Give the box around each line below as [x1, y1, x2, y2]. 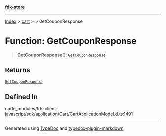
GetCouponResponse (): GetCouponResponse [17, 52, 106, 58]
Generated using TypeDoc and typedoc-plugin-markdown [5, 125, 124, 131]
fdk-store [5, 4, 25, 10]
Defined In [5, 93, 38, 101]
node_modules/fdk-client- [5, 105, 58, 111]
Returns [5, 66, 31, 74]
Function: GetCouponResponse [5, 35, 137, 47]
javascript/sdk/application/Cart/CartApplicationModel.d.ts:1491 [5, 111, 133, 117]
